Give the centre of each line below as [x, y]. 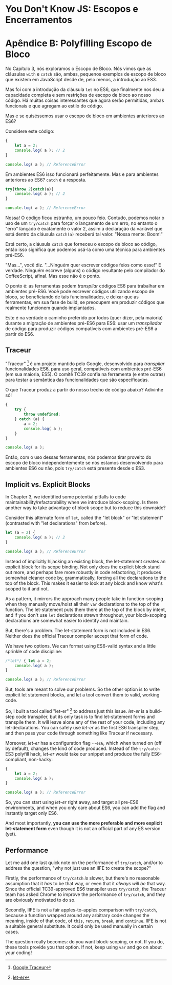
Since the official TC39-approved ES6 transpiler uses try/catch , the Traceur [86, 889]
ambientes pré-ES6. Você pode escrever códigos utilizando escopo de [80, 291]
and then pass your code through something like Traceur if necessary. [79, 733]
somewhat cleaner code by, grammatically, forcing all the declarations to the [86, 578]
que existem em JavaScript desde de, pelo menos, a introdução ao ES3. [81, 80]
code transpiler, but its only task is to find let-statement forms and [85, 717]
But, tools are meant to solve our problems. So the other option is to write [83, 689]
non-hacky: [40, 759]
